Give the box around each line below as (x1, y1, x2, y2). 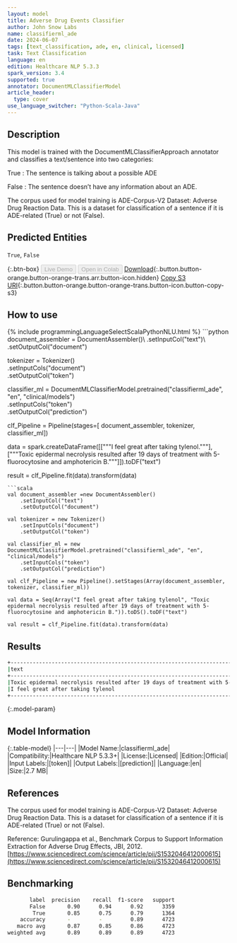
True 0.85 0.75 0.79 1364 (32, 910, 175, 917)
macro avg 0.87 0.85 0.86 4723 (16, 922, 175, 930)
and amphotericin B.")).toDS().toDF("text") (54, 609, 188, 616)
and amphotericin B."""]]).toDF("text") (50, 458, 161, 466)
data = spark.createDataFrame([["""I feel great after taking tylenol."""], (7, 443, 213, 451)
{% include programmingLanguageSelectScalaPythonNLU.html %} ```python (7, 328, 229, 336)
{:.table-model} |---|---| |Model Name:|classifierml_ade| (7, 744, 171, 753)
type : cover (13, 96, 49, 103)
